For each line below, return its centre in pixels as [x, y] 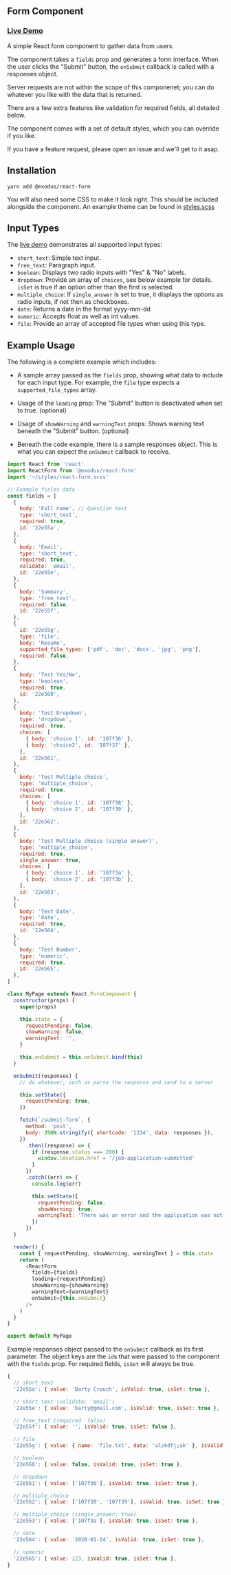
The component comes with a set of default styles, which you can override [113, 128]
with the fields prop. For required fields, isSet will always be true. [101, 1364]
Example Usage [41, 345]
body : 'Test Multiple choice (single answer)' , [89, 841]
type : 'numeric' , [44, 956]
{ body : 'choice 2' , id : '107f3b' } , [79, 879]
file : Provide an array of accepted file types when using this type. [111, 324]
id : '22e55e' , [40, 573]
